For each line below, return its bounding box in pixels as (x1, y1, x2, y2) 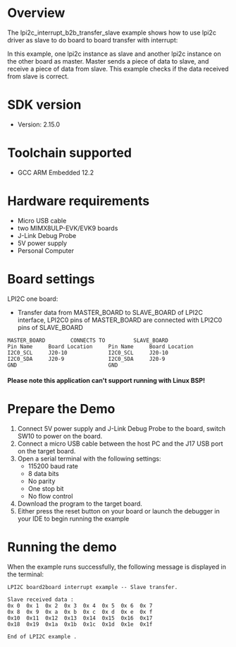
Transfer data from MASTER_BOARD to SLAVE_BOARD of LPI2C (17, 308, 203, 316)
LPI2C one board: (7, 295, 58, 303)
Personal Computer (17, 246, 74, 255)
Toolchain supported (7, 145, 132, 161)
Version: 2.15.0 (17, 120, 61, 129)
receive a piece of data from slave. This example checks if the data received (7, 64, 229, 73)
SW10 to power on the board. (17, 432, 103, 441)
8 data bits (27, 470, 59, 478)
